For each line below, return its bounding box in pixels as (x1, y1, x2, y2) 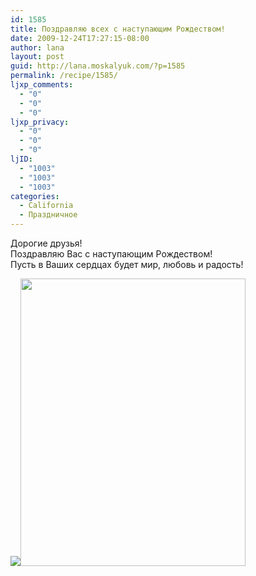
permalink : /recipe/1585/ (10, 71, 118, 81)
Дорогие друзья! (10, 237, 83, 249)
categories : (10, 191, 60, 201)
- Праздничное (19, 210, 78, 220)
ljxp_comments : (10, 80, 74, 90)
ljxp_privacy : (10, 117, 70, 127)
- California (19, 201, 74, 211)
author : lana (10, 42, 65, 53)
